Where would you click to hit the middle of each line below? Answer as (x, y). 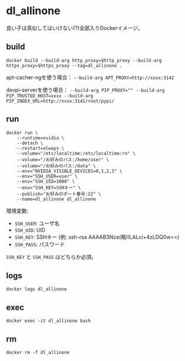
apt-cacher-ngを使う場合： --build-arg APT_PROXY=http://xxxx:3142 (90, 77)
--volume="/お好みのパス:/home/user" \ (63, 160)
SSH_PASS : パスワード (40, 244)
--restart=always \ (41, 148)
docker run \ (22, 133)
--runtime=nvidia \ (41, 138)
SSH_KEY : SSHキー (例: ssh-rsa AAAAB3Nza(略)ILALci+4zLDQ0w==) (97, 237)
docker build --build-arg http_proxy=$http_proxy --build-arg (84, 60)
